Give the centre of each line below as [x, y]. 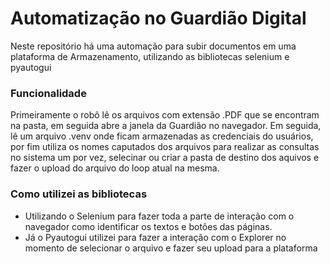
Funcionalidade [48, 93]
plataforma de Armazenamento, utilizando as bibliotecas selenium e [150, 56]
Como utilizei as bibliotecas [79, 194]
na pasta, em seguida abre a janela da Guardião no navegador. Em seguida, [166, 126]
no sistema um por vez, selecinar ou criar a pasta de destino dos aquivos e [165, 158]
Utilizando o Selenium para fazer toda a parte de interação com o [159, 216]
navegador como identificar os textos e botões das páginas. [148, 226]
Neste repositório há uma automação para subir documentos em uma [153, 46]
